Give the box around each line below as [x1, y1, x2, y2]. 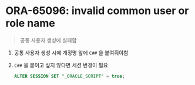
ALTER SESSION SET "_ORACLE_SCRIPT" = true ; [14, 73, 125, 79]
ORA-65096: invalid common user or [5, 4, 189, 18]
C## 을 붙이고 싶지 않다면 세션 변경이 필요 [14, 62, 108, 69]
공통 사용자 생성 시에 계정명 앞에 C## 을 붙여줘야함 [14, 49, 129, 56]
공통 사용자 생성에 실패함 [19, 36, 77, 43]
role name [5, 16, 55, 30]
